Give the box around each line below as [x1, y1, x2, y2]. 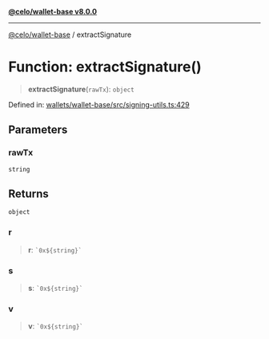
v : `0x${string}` [27, 321, 84, 331]
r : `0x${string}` [27, 244, 82, 255]
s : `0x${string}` [27, 284, 83, 293]
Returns [8, 188, 50, 201]
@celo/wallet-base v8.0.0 [8, 7, 98, 16]
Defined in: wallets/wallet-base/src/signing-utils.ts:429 [8, 99, 190, 109]
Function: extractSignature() [8, 58, 202, 76]
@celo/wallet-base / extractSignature [8, 30, 132, 39]
